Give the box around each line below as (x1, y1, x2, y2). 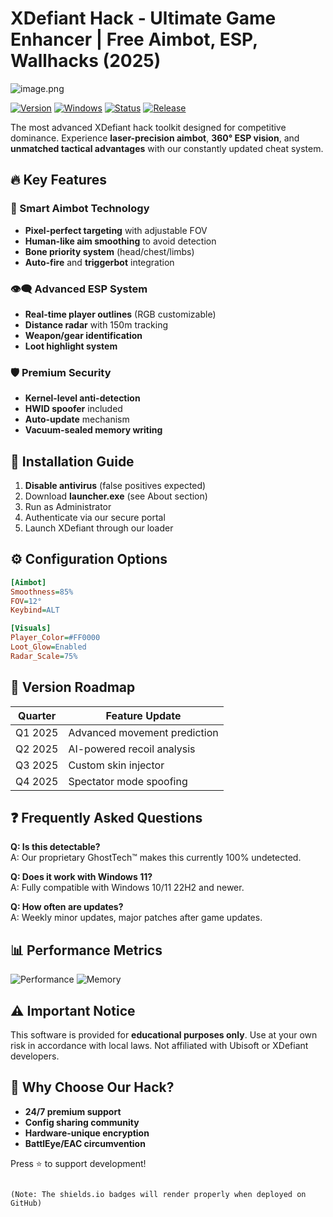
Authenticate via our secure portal (24, 512, 166, 524)
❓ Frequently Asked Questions (10, 810, 203, 827)
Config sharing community (24, 1116, 140, 1128)
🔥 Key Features (10, 172, 108, 189)
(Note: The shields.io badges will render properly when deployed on (10, 1189, 307, 1199)
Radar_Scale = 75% (10, 651, 78, 661)
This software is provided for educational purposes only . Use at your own (10, 1029, 318, 1041)
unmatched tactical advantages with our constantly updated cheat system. (10, 142, 324, 154)
